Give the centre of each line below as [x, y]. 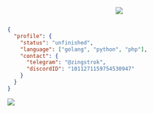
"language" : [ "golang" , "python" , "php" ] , [84, 49]
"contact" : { [39, 56]
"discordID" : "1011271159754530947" [80, 69]
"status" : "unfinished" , [57, 42]
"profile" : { [33, 36]
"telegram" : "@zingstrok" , [66, 63]
